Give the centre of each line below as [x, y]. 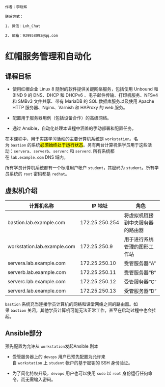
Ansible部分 [24, 333]
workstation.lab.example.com [41, 246]
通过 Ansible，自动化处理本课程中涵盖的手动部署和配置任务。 [74, 128]
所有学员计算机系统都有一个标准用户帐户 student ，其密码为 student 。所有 [80, 168]
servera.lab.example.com [37, 263]
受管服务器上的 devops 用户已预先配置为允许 [57, 357]
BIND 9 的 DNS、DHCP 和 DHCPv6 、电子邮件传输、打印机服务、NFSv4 [85, 95]
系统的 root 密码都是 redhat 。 [39, 174]
